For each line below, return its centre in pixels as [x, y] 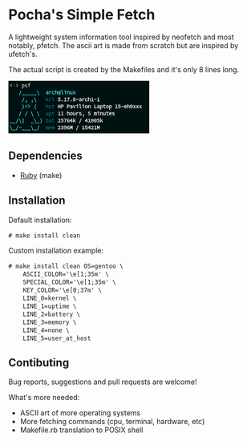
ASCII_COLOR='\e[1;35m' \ [66, 274]
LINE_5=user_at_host [57, 338]
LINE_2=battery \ [52, 314]
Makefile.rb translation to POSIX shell [81, 430]
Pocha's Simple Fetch [82, 15]
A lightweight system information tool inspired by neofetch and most [121, 37]
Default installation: [40, 220]
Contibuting [39, 362]
